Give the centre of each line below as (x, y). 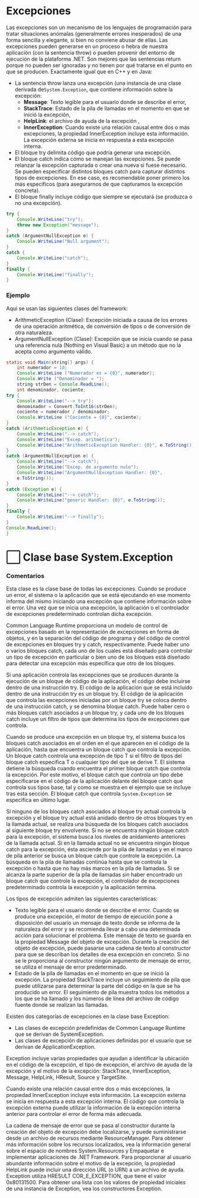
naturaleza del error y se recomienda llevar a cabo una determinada (97, 929)
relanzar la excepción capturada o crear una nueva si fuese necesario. (101, 165)
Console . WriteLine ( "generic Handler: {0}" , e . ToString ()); (91, 500)
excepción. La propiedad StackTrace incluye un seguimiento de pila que (102, 980)
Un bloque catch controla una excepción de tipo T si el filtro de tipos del (94, 756)
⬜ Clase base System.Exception (90, 557)
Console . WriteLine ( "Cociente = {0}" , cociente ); (79, 418)
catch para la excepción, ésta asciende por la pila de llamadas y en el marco (99, 849)
